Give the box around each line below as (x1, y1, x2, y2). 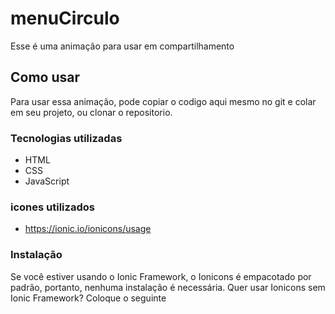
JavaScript (24, 175, 70, 187)
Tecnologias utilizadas (10, 131, 123, 145)
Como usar (10, 69, 81, 86)
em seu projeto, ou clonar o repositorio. (10, 106, 173, 118)
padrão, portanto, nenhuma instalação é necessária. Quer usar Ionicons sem (10, 281, 326, 293)
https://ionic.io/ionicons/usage (24, 223, 152, 235)
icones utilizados (10, 200, 95, 214)
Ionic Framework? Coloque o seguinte (10, 292, 167, 304)
